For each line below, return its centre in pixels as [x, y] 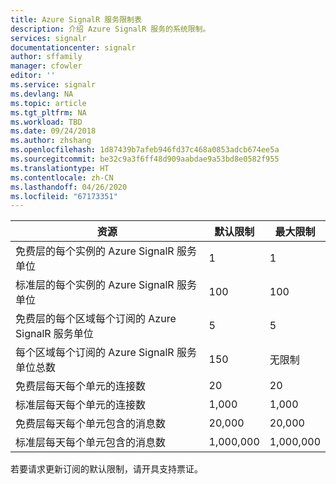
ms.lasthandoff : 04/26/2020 [69, 187]
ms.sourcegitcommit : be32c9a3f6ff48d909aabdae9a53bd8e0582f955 [145, 159]
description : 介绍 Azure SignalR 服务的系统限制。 [110, 29]
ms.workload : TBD [46, 122]
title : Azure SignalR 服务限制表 [76, 19]
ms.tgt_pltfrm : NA [48, 112]
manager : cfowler [46, 66]
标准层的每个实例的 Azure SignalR [95, 285]
